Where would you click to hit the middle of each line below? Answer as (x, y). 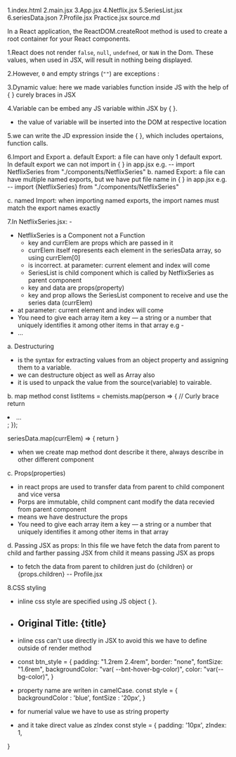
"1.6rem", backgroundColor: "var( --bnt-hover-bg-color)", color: (110, 669)
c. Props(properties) (37, 473)
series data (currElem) (60, 303)
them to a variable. (45, 367)
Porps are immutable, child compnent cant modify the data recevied (116, 502)
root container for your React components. (69, 39)
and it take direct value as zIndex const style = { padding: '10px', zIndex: (122, 725)
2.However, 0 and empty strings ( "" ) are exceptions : (84, 74)
